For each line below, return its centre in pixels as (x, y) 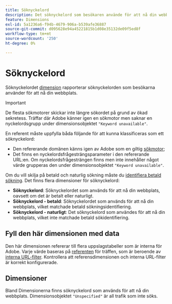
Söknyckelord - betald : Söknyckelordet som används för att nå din (83, 201)
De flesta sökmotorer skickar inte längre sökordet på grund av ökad (77, 113)
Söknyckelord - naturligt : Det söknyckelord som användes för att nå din (89, 212)
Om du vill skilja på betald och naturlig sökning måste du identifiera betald (83, 175)
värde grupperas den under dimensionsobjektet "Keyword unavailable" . (88, 165)
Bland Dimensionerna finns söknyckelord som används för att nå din (77, 291)
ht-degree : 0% (20, 44)
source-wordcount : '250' (32, 39)
